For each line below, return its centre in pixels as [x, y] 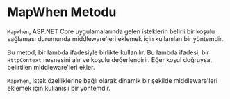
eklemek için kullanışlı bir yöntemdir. [59, 88]
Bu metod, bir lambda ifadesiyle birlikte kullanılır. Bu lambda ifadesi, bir [108, 52]
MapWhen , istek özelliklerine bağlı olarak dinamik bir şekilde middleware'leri [113, 80]
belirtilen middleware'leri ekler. [51, 67]
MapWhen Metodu [62, 12]
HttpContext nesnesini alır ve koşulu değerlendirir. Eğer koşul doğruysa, [110, 59]
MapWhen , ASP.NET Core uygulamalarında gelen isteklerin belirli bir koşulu [111, 31]
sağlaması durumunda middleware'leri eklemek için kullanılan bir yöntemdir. [115, 38]
